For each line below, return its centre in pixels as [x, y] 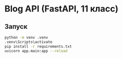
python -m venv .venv [26, 37]
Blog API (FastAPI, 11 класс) [61, 9]
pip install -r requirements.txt [38, 46]
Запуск [16, 27]
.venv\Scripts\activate [29, 42]
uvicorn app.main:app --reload [36, 51]
